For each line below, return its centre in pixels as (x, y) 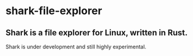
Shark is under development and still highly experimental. (76, 47)
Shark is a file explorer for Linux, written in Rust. (97, 33)
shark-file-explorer (54, 11)
